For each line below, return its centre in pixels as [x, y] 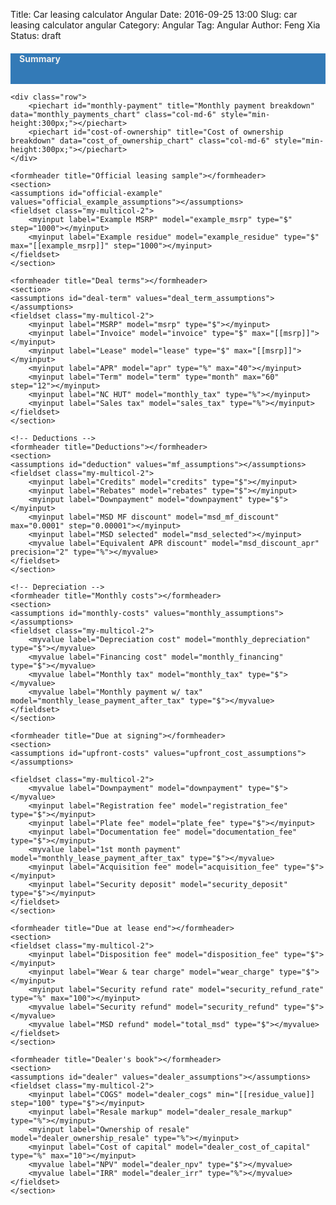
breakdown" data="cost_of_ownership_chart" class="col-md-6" [140, 141]
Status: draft [36, 35]
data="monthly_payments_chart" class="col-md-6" [113, 115]
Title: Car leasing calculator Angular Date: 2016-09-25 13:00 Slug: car [154, 14]
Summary [40, 58]
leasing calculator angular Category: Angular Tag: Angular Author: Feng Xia [165, 25]
